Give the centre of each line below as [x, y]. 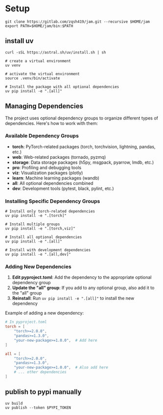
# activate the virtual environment [42, 74]
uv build [14, 403]
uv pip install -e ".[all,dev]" [38, 254]
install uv [19, 41]
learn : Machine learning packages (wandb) [56, 178]
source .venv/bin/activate [33, 78]
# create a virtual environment [38, 61]
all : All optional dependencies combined [53, 183]
